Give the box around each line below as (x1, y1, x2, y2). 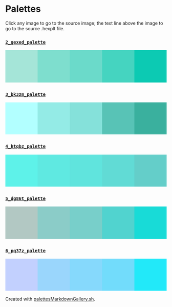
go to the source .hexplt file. (5, 25, 65, 31)
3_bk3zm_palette (5, 91, 46, 97)
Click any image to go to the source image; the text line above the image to (5, 20, 163, 26)
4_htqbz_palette (5, 144, 46, 149)
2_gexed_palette (5, 39, 46, 45)
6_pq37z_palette (5, 248, 46, 254)
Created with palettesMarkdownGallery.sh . (5, 296, 96, 302)
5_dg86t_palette (5, 195, 46, 201)
